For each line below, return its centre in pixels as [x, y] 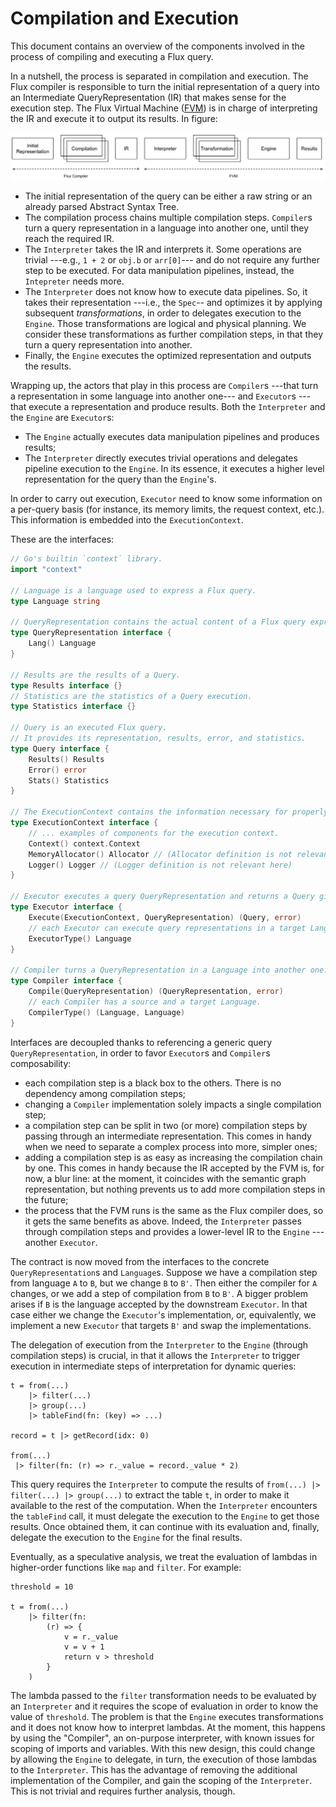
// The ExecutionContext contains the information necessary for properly [169, 812]
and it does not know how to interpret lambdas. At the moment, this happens [168, 1727]
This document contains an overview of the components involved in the [158, 46]
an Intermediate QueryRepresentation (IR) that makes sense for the [148, 97]
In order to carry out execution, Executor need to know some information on [166, 499]
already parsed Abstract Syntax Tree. [102, 207]
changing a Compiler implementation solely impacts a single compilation [173, 1104]
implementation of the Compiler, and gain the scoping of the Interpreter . [161, 1780]
